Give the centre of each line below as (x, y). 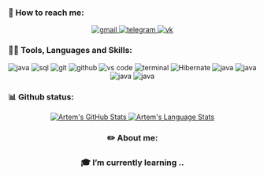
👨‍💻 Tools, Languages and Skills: (70, 51)
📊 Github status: (41, 96)
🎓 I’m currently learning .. (132, 163)
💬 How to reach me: (46, 13)
